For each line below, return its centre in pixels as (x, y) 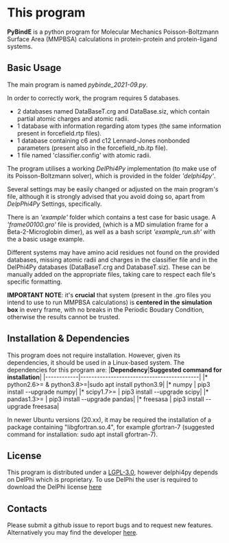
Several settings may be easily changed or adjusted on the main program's (113, 189)
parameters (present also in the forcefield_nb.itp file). (92, 148)
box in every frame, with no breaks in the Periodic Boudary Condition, (106, 309)
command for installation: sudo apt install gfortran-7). (82, 434)
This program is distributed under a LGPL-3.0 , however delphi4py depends (112, 472)
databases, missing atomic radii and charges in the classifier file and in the (112, 259)
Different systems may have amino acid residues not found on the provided (113, 252)
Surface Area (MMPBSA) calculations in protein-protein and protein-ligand (112, 39)
